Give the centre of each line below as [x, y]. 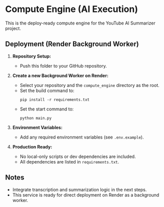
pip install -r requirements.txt [55, 99]
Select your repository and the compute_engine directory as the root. [90, 85]
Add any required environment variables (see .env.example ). [82, 137]
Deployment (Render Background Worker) [72, 44]
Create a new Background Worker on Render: [60, 75]
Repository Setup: [32, 56]
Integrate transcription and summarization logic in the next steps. [79, 189]
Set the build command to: [47, 90]
